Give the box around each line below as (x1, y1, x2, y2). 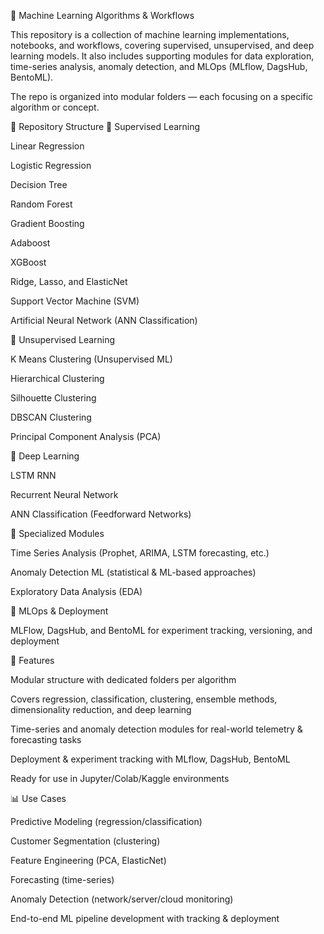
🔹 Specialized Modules (10, 528, 105, 539)
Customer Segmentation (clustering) (10, 835, 161, 847)
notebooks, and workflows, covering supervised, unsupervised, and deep (10, 40, 315, 51)
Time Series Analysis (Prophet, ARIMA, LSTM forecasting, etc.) (10, 547, 270, 559)
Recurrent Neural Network (10, 489, 119, 500)
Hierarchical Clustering (10, 373, 105, 384)
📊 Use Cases (10, 793, 67, 804)
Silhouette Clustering (10, 392, 97, 404)
